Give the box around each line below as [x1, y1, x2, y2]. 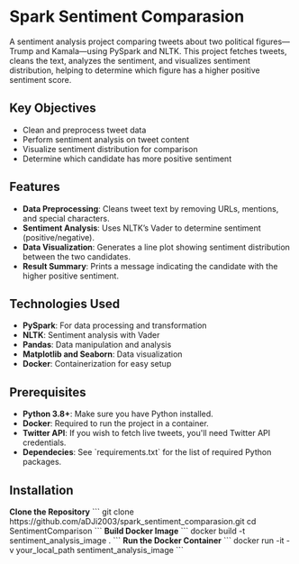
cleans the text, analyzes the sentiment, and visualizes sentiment [9, 55, 250, 66]
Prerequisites [9, 385, 86, 400]
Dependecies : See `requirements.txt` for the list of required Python [22, 447, 272, 458]
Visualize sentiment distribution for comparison [22, 143, 198, 154]
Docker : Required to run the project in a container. [22, 418, 209, 429]
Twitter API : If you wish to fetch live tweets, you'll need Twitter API [22, 428, 271, 439]
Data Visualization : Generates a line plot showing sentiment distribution [22, 241, 291, 252]
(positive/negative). [22, 232, 95, 242]
